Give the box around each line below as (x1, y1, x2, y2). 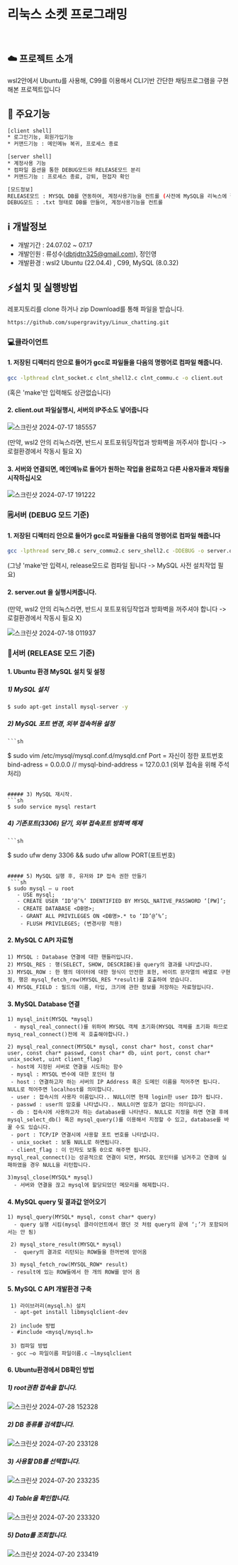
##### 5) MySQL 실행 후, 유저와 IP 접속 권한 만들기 (7, 872, 147, 880)
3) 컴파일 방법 (10, 1342, 48, 1350)
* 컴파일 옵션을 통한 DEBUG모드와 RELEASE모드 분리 (7, 166, 141, 173)
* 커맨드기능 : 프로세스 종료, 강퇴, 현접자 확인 (7, 173, 130, 180)
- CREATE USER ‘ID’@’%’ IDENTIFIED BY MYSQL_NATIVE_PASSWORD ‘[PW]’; (16, 897, 227, 904)
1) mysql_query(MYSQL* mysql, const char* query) (7, 1214, 157, 1221)
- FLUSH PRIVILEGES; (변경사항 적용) (20, 920, 123, 927)
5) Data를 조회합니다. (7, 1530, 68, 1539)
